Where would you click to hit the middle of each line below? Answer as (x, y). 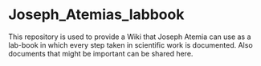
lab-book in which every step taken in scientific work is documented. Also (130, 45)
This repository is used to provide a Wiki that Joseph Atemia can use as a (130, 37)
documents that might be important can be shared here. (101, 53)
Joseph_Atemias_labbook (96, 15)
